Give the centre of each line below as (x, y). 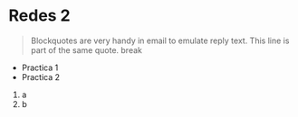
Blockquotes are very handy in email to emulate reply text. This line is (160, 40)
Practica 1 (40, 67)
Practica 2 (41, 76)
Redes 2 (40, 16)
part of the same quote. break (86, 49)
